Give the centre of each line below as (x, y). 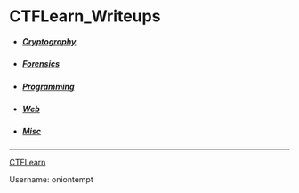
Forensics (41, 64)
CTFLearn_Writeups (85, 16)
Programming (48, 86)
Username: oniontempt (51, 179)
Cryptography (49, 41)
